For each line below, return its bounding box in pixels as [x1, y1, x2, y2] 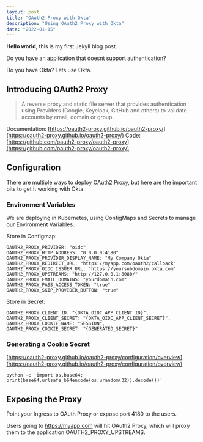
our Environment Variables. [6, 221, 75, 228]
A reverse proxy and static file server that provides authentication [21, 100, 186, 108]
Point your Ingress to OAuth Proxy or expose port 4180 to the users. [6, 410, 177, 418]
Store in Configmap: [6, 233, 57, 240]
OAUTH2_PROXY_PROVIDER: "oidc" [6, 245, 86, 251]
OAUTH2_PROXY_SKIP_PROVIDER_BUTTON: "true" [6, 287, 119, 293]
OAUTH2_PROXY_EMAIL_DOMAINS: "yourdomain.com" [6, 276, 127, 283]
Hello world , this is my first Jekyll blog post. [6, 43, 117, 50]
